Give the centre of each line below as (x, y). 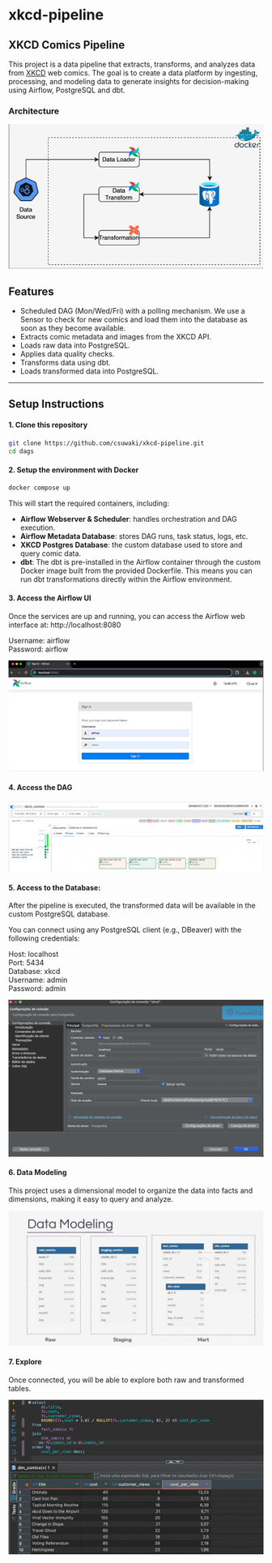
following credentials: (44, 938)
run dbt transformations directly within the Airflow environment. (126, 579)
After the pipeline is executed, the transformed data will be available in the (132, 906)
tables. (20, 1388)
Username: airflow (39, 640)
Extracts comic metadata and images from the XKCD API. (116, 336)
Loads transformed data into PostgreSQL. (89, 371)
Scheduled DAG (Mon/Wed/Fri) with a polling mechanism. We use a (132, 310)
